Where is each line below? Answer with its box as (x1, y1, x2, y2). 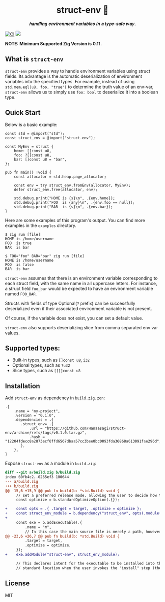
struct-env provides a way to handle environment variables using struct (5, 68, 151, 74)
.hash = (29, 435, 45, 440)
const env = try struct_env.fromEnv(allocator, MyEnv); (14, 183, 131, 188)
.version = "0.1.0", (14, 413, 56, 418)
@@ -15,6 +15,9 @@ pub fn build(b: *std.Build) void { (5, 488, 120, 493)
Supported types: (5, 344, 60, 352)
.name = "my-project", (14, 409, 60, 414)
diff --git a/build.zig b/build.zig (5, 470, 80, 475)
